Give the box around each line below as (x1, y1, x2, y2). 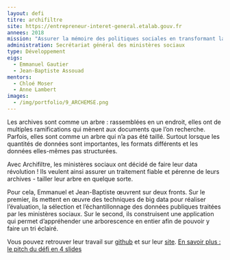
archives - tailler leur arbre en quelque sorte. (7, 174, 133, 183)
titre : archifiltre (7, 16, 63, 23)
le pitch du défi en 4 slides (7, 244, 82, 253)
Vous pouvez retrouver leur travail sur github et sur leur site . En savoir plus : (7, 237, 221, 246)
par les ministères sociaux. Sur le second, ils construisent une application (7, 209, 214, 218)
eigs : (7, 55, 23, 62)
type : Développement (7, 49, 66, 55)
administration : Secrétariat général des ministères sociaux (7, 42, 186, 49)
